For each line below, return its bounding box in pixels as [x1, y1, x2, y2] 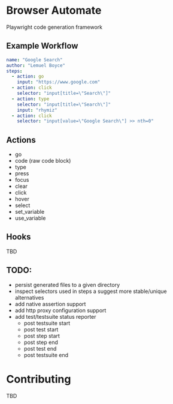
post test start [23, 325, 59, 333]
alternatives [14, 294, 44, 301]
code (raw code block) [14, 157, 71, 164]
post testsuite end [23, 351, 69, 358]
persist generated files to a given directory [14, 281, 120, 288]
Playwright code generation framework [6, 23, 103, 31]
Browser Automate [6, 4, 102, 17]
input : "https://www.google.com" [17, 79, 101, 85]
